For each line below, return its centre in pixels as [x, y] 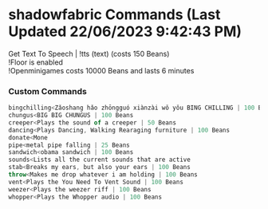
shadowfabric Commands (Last [114, 15]
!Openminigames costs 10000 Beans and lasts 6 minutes [101, 70]
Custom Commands [48, 91]
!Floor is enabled [36, 62]
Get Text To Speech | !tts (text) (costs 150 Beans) [89, 53]
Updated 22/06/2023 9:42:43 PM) [125, 32]
